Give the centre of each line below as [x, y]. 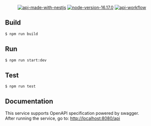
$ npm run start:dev [26, 60]
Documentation [29, 102]
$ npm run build [21, 34]
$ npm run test [20, 87]
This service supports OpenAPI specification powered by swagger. [72, 113]
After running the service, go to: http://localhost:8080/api [63, 118]
